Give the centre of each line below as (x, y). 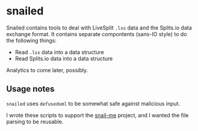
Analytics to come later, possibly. (47, 70)
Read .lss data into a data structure (59, 52)
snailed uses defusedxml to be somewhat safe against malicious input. (93, 103)
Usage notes (30, 89)
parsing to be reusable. (35, 121)
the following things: (32, 40)
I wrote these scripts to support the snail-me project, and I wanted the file (97, 115)
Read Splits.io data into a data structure (64, 58)
